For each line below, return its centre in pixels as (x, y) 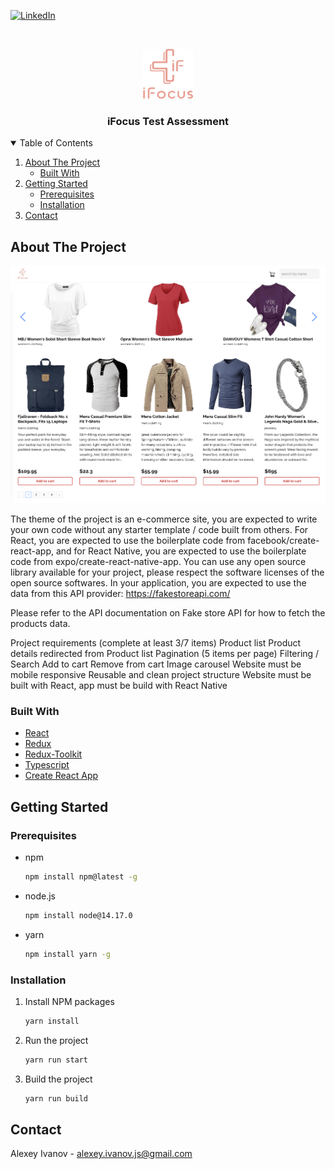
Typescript (47, 765)
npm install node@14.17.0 (78, 915)
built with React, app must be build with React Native (119, 686)
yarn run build (56, 1098)
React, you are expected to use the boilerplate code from (128, 541)
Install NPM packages (69, 1002)
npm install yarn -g (67, 954)
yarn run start (56, 1060)
